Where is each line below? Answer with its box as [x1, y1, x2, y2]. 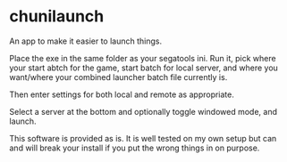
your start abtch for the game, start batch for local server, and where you [9, 62, 279, 73]
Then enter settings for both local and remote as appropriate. [9, 89, 235, 100]
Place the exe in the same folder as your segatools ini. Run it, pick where [9, 53, 276, 63]
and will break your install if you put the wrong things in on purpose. [9, 142, 260, 153]
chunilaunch [9, 6, 105, 27]
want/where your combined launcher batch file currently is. [9, 71, 228, 82]
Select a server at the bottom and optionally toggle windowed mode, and [9, 106, 277, 117]
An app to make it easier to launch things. [9, 36, 163, 46]
